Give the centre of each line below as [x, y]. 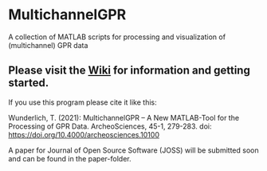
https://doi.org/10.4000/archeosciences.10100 [84, 134]
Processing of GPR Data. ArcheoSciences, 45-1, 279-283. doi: [110, 126]
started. [29, 83]
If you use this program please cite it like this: [82, 102]
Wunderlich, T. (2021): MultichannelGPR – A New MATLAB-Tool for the [124, 117]
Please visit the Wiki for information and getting [130, 71]
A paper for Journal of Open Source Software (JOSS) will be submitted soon [133, 150]
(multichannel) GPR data [48, 45]
